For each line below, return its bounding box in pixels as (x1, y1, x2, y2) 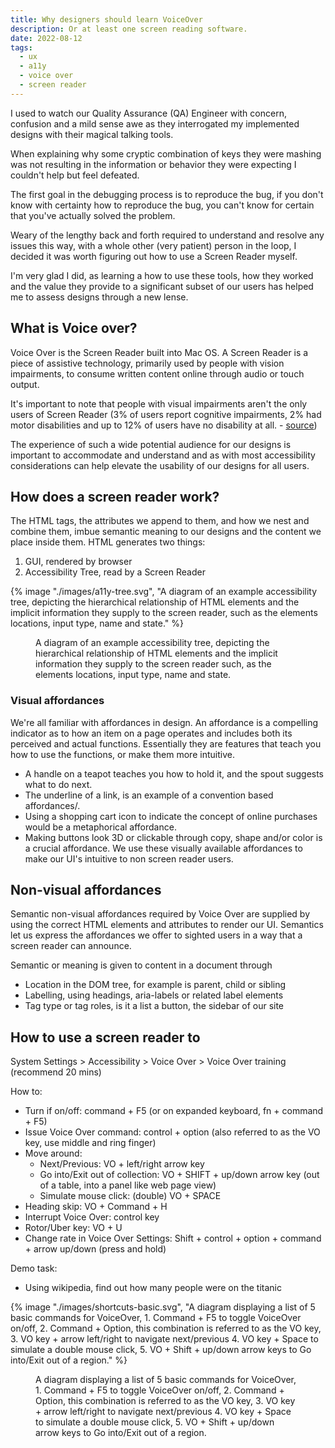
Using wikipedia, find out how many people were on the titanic (24, 1282, 282, 1294)
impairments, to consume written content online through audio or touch (10, 367, 305, 380)
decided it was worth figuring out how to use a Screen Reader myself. (10, 250, 298, 262)
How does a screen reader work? (10, 488, 220, 505)
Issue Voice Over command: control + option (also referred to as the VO (24, 1126, 321, 1138)
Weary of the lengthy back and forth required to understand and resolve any (10, 229, 325, 241)
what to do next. (24, 778, 93, 790)
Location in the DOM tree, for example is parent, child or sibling (24, 979, 287, 991)
